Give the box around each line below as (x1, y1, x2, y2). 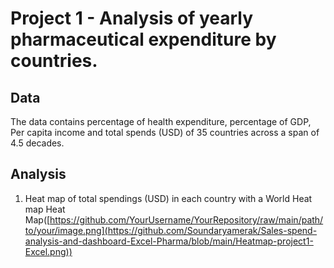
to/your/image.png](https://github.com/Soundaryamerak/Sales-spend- (24, 224, 318, 236)
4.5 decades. (10, 137, 65, 149)
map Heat (24, 203, 66, 215)
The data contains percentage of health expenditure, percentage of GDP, (10, 116, 312, 127)
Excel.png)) (24, 245, 73, 257)
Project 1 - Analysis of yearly (10, 7, 254, 30)
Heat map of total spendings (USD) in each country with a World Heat (24, 192, 313, 204)
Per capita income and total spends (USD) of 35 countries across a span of (10, 127, 320, 138)
